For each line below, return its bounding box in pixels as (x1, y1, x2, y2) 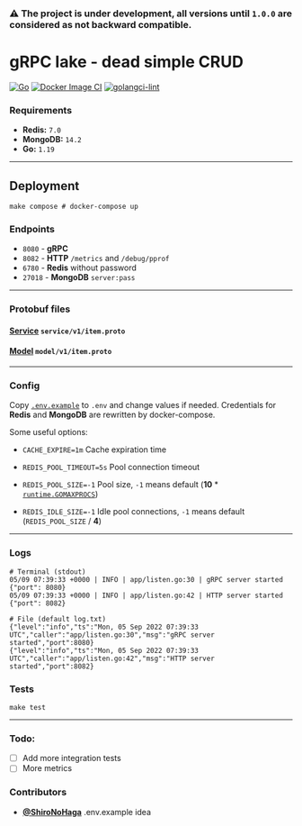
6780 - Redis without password (22, 262, 137, 273)
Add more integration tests (22, 753, 121, 764)
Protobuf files (9, 303, 71, 315)
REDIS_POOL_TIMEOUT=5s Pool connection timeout (22, 462, 200, 473)
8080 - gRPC (22, 243, 69, 254)
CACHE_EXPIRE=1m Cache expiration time (22, 444, 167, 455)
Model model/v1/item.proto (9, 346, 112, 357)
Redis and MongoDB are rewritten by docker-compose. (9, 409, 216, 421)
